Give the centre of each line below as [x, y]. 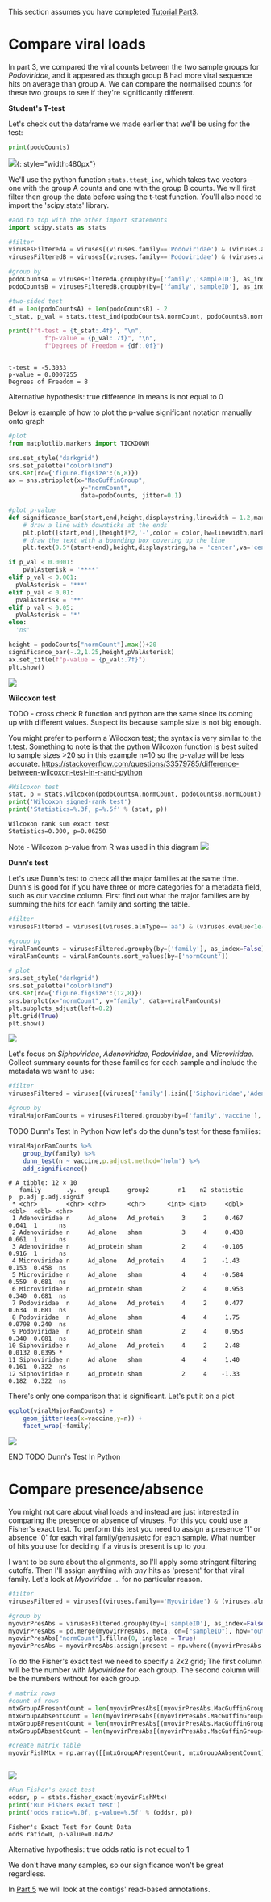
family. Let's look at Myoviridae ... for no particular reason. [106, 1579]
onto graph [27, 421]
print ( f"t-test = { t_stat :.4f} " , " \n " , [75, 331]
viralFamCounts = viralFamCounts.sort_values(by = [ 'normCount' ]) [119, 956]
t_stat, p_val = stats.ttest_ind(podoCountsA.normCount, [106, 316]
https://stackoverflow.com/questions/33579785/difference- [140, 763]
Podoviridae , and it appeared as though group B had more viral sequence [130, 75]
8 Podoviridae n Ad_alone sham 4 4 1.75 [126, 1317]
